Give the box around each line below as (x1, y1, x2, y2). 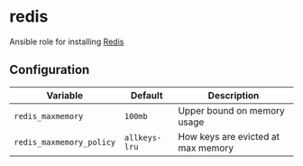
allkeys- (124, 133, 162, 143)
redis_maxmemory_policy (14, 137, 116, 147)
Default (130, 88, 164, 101)
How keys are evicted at (178, 130, 280, 143)
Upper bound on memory (178, 104, 286, 116)
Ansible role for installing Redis (9, 36, 124, 47)
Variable (46, 88, 84, 101)
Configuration (9, 62, 90, 78)
